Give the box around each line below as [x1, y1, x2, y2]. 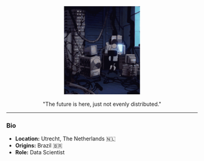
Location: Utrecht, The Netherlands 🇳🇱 [15, 135, 116, 142]
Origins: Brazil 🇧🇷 [15, 142, 63, 149]
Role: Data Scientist [15, 148, 65, 156]
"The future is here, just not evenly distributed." [42, 100, 161, 108]
